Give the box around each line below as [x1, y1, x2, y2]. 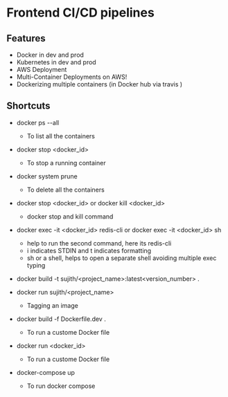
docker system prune [16, 172, 78, 181]
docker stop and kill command [26, 212, 114, 221]
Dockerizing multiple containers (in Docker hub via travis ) [16, 80, 183, 88]
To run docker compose [26, 382, 96, 390]
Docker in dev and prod [16, 50, 85, 59]
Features [6, 33, 46, 44]
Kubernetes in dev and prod [16, 58, 96, 66]
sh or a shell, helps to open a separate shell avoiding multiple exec [26, 254, 217, 262]
